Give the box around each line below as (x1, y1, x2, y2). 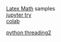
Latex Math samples (6, 5, 55, 12)
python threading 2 (6, 29, 52, 36)
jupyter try (6, 11, 31, 18)
